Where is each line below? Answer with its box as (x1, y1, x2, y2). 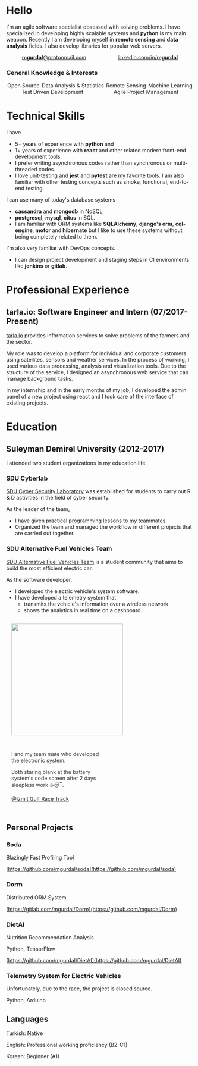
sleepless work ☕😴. (11, 781, 64, 788)
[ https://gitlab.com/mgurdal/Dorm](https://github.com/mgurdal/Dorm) (6, 905, 177, 913)
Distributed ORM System (6, 893, 67, 901)
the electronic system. (11, 757, 66, 764)
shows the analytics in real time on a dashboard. (23, 606, 143, 613)
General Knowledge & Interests (6, 68, 98, 77)
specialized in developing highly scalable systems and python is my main (6, 29, 186, 36)
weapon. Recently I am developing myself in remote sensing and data (6, 36, 178, 43)
